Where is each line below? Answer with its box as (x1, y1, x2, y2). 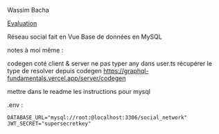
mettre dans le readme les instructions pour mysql (7, 88, 151, 95)
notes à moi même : (7, 46, 64, 54)
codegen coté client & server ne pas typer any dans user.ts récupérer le (7, 59, 213, 68)
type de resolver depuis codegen (7, 67, 102, 75)
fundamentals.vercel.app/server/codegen (7, 74, 126, 82)
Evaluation (7, 19, 37, 27)
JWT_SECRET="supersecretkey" (7, 120, 91, 127)
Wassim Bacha (7, 6, 50, 14)
